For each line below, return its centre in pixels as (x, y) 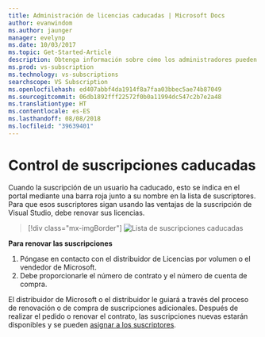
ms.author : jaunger (40, 30)
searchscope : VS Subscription (58, 82)
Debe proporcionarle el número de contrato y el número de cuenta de (133, 275)
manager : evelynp (37, 38)
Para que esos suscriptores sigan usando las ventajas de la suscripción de (130, 204)
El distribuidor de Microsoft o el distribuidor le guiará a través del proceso (129, 299)
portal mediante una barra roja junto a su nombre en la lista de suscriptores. (132, 196)
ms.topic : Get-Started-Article (60, 52)
